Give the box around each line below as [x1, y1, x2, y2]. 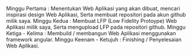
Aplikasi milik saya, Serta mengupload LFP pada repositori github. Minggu [6, 23, 186, 30]
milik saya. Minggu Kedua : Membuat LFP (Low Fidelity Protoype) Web [6, 18, 177, 24]
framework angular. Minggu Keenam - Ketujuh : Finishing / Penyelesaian [6, 36, 182, 43]
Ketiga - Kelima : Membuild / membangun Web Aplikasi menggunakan [6, 30, 176, 37]
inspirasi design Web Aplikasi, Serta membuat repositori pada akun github [6, 11, 186, 18]
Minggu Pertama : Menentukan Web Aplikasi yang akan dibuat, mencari [6, 5, 180, 12]
